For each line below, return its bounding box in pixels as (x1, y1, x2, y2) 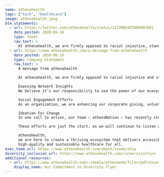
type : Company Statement (14, 57, 64, 62)
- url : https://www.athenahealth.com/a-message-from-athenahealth (9, 48, 147, 53)
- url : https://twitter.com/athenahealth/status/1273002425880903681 (9, 25, 154, 30)
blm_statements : (5, 21, 38, 26)
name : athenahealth (5, 7, 45, 12)
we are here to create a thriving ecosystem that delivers (18, 137, 141, 142)
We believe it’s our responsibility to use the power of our (18, 88, 145, 93)
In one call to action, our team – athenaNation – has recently (18, 115, 152, 120)
